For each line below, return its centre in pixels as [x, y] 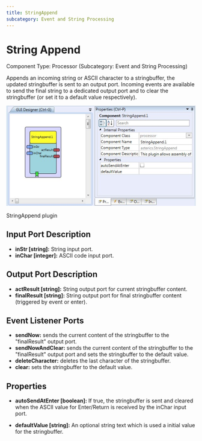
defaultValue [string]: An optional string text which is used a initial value [105, 425]
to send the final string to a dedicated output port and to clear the [87, 91]
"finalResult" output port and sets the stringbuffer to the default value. [102, 354]
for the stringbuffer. [39, 432]
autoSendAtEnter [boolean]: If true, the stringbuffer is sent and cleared [104, 401]
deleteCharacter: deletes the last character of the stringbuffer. [93, 361]
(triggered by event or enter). [51, 302]
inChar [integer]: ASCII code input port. [64, 255]
